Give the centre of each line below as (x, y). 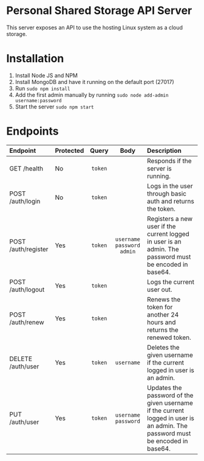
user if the (161, 226)
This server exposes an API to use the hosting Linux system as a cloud (95, 27)
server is (159, 168)
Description (164, 150)
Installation (35, 59)
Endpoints (32, 131)
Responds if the (169, 161)
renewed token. (169, 337)
